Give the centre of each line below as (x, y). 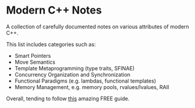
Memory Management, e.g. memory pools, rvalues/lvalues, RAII (92, 87)
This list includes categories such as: (51, 44)
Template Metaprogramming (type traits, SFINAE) (75, 68)
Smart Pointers (33, 55)
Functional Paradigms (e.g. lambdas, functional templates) (85, 81)
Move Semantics (35, 62)
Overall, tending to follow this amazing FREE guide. (68, 99)
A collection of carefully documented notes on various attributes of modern (98, 27)
